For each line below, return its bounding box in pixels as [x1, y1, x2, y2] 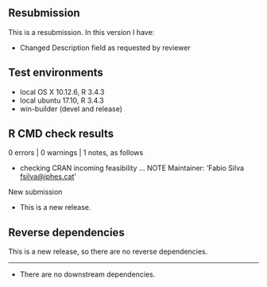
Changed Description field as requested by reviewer [19, 43, 191, 52]
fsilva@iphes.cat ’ [19, 172, 77, 181]
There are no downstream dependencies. [19, 270, 156, 279]
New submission [8, 187, 63, 197]
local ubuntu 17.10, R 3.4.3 [19, 95, 105, 105]
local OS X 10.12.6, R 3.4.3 [19, 87, 105, 96]
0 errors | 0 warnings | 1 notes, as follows [8, 148, 144, 157]
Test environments [8, 66, 103, 80]
